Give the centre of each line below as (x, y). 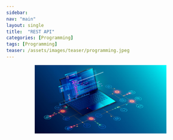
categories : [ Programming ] (40, 38)
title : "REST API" (31, 32)
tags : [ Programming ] (32, 44)
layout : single (25, 25)
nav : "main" (21, 19)
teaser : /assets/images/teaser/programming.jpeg (68, 51)
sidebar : (17, 13)
